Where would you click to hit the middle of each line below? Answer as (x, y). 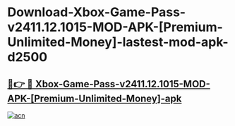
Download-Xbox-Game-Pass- (96, 12)
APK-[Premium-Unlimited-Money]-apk (95, 98)
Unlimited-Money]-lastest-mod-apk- (118, 42)
